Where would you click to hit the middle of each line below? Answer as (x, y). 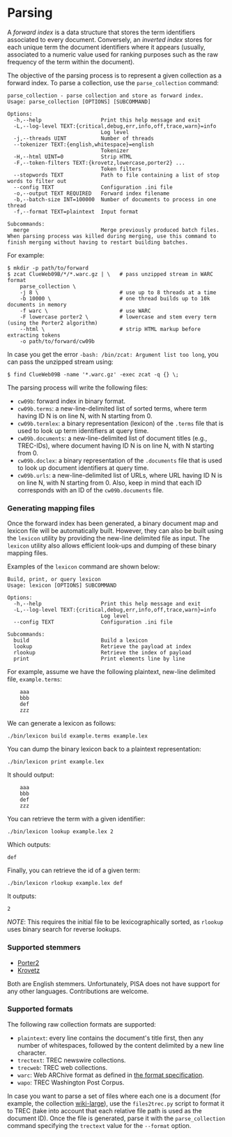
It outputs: (22, 896)
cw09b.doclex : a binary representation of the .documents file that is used (120, 460)
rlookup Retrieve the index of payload (102, 653)
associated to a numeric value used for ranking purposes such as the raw (113, 54)
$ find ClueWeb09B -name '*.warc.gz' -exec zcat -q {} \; (93, 374)
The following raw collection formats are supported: (82, 1024)
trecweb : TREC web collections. (62, 1067)
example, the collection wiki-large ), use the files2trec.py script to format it (116, 1103)
